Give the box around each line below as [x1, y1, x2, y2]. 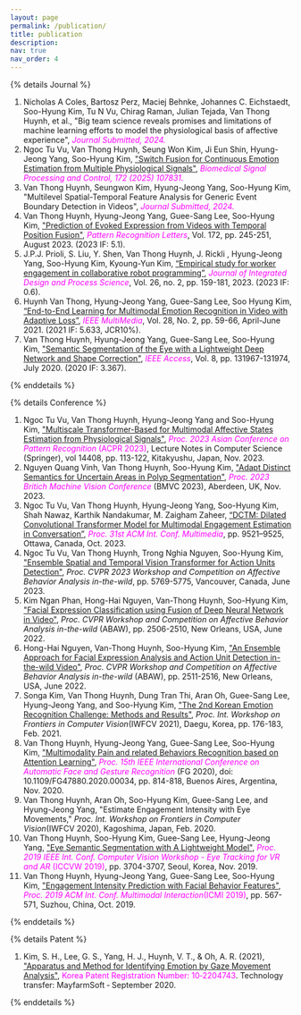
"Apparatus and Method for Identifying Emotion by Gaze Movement [22, 960, 272, 971]
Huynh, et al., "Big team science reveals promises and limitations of [22, 115, 272, 126]
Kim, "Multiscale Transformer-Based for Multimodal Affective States [22, 424, 273, 435]
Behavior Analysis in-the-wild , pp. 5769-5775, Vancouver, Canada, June [22, 576, 291, 587]
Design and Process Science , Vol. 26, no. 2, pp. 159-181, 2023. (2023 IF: [22, 277, 289, 287]
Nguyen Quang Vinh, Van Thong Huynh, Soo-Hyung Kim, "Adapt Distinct [22, 462, 291, 472]
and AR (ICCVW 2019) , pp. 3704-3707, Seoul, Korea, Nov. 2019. [22, 861, 258, 872]
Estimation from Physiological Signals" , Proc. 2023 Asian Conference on [22, 434, 289, 444]
